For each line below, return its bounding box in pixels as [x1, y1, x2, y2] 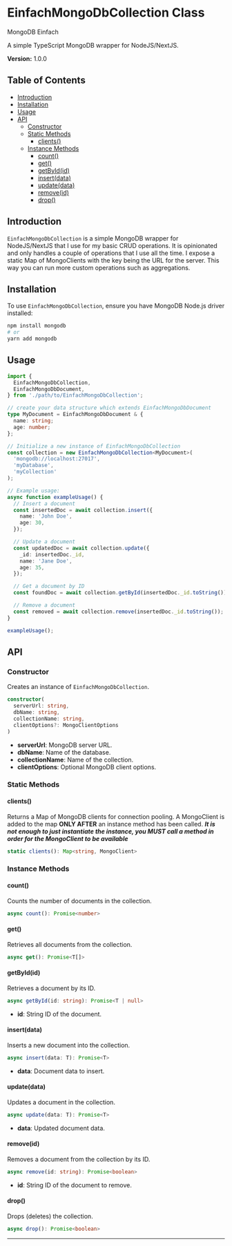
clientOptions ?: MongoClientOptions [13, 721, 119, 728]
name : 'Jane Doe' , [19, 558, 72, 565]
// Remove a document [13, 602, 76, 609]
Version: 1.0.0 [7, 54, 47, 63]
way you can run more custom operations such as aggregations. [7, 263, 191, 272]
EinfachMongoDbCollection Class [7, 5, 205, 21]
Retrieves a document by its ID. [7, 983, 96, 992]
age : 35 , [19, 564, 45, 571]
